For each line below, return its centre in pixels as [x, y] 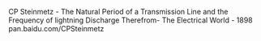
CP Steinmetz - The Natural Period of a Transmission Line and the [118, 12]
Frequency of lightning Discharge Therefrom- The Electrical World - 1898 [130, 20]
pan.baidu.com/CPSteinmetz [56, 29]
